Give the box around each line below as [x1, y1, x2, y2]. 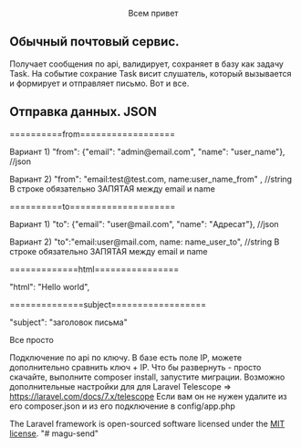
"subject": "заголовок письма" [9, 317, 128, 328]
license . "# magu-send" [9, 428, 99, 439]
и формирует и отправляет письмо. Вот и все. [9, 78, 190, 89]
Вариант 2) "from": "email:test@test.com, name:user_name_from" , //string [9, 173, 293, 184]
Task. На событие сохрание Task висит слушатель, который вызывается [9, 68, 292, 78]
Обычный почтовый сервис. [9, 34, 180, 49]
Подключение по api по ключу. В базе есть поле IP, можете [9, 351, 243, 363]
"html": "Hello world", [9, 281, 90, 292]
